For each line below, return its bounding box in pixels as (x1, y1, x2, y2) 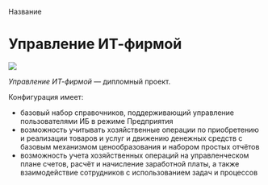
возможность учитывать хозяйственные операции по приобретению (19, 125, 260, 134)
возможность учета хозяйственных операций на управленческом (19, 150, 249, 160)
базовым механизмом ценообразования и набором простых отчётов (19, 142, 260, 151)
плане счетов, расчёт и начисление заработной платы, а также (19, 158, 240, 168)
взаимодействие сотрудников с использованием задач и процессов (19, 167, 258, 177)
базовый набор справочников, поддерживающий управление (19, 108, 235, 117)
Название (8, 7, 42, 16)
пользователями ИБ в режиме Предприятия (19, 116, 174, 125)
